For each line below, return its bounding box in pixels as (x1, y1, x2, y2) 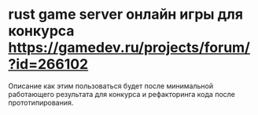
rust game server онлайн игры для (8, 5, 244, 23)
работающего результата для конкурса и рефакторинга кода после (8, 89, 236, 99)
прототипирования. (8, 98, 74, 107)
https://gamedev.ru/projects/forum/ (8, 39, 250, 56)
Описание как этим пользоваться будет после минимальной (8, 81, 214, 91)
